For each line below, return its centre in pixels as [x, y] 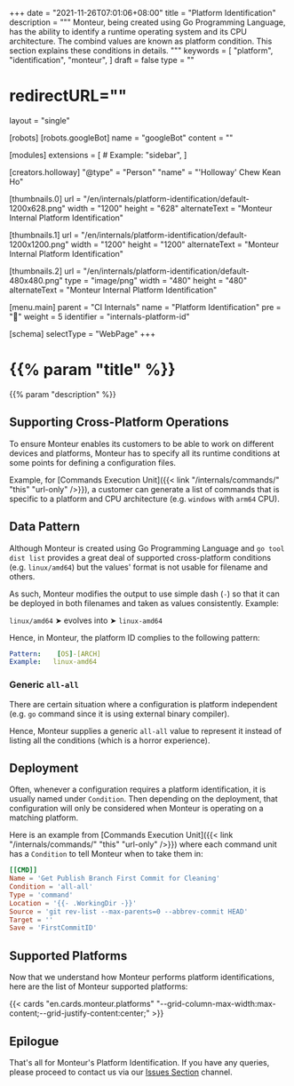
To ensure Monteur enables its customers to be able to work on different [142, 443]
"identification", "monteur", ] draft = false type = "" [102, 60]
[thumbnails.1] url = [44, 235]
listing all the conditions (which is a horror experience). [110, 740]
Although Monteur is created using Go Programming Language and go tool [147, 548]
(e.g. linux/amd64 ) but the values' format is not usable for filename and [139, 567]
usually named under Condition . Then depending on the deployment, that [143, 799]
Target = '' [31, 920]
